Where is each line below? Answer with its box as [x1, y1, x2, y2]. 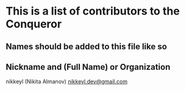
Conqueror [5, 17, 62, 31]
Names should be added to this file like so [5, 41, 167, 52]
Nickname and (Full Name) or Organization [5, 62, 171, 72]
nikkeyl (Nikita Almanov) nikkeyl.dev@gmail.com [5, 78, 127, 86]
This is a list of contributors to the [5, 4, 181, 18]
